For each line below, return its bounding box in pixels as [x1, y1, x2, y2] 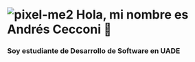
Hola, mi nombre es [76, 7, 189, 23]
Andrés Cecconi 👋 [7, 21, 112, 37]
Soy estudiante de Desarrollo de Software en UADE [7, 46, 181, 56]
